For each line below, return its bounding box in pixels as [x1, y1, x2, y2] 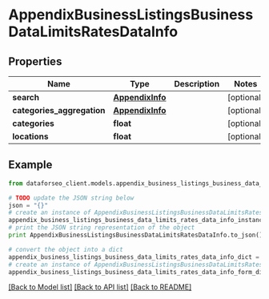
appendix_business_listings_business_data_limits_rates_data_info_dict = [8, 253, 260, 261]
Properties [8, 55, 62, 68]
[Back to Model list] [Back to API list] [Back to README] [8, 282, 192, 292]
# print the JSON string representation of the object [8, 224, 195, 232]
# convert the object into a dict [8, 245, 124, 253]
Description [174, 79, 220, 89]
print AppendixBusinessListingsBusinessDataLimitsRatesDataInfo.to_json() [8, 231, 263, 240]
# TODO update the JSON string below [8, 194, 134, 202]
